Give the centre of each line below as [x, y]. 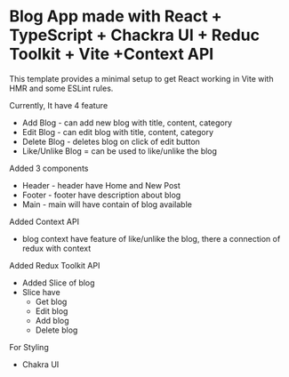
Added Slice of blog [58, 283]
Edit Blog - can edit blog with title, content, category [118, 132]
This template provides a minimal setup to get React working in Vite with [141, 78]
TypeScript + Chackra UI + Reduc [135, 35]
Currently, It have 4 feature [59, 105]
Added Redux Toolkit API [55, 265]
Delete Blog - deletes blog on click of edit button [111, 141]
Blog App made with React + [116, 16]
